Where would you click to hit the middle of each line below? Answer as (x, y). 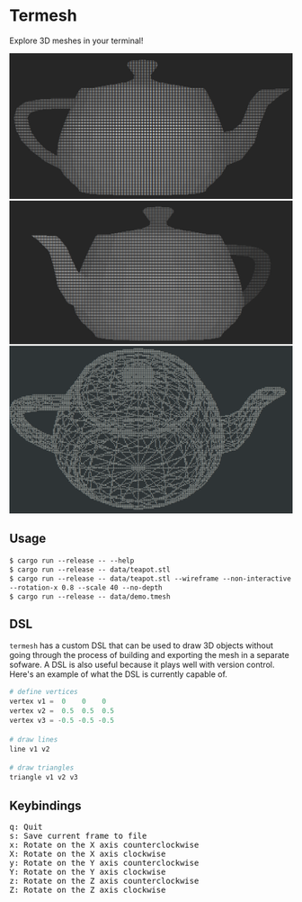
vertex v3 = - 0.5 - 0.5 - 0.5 (62, 721)
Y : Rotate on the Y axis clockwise (88, 871)
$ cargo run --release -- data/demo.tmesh (90, 596)
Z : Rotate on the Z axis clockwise (88, 889)
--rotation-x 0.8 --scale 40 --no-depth (86, 587)
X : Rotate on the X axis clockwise (88, 853)
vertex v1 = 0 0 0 (58, 702)
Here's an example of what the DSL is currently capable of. (118, 674)
